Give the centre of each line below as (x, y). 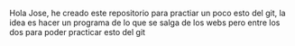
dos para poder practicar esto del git (78, 32)
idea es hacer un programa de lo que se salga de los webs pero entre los (145, 23)
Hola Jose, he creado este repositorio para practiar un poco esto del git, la (147, 13)
